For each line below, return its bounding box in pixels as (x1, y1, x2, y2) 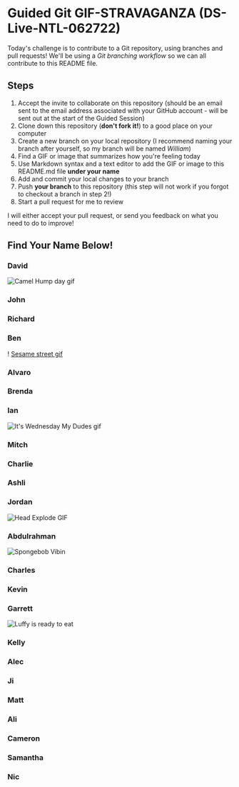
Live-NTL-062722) (7, 20, 121, 36)
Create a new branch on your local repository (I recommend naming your (17, 136, 233, 145)
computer (17, 129, 47, 137)
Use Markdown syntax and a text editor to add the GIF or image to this (17, 159, 225, 168)
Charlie (7, 458, 34, 468)
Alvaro (7, 367, 31, 377)
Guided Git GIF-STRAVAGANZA (7, 5, 196, 21)
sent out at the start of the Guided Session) (17, 114, 145, 122)
